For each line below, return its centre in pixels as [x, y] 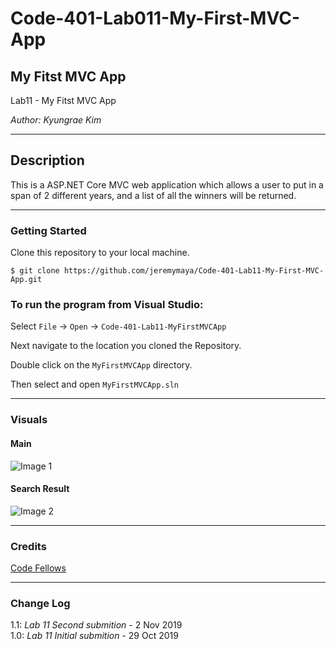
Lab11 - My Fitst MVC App [63, 100]
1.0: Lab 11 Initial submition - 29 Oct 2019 [94, 636]
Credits [28, 546]
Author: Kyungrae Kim [56, 120]
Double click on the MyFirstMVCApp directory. [101, 365]
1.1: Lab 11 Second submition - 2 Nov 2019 [96, 625]
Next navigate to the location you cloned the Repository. [126, 346]
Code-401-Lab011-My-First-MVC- [155, 18]
